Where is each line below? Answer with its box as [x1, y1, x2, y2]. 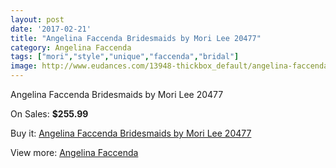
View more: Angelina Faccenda [10, 147, 139, 158]
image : [10, 61, 38, 71]
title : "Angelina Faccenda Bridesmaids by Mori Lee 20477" [10, 33, 262, 43]
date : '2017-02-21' [10, 24, 92, 34]
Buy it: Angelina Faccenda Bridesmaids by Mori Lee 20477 [10, 127, 252, 139]
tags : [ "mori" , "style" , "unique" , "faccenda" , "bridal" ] [10, 52, 240, 62]
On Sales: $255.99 [10, 108, 89, 120]
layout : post [10, 14, 65, 25]
